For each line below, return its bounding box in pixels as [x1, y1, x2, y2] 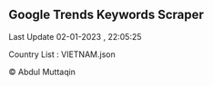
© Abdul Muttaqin [8, 66, 76, 77]
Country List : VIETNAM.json [8, 49, 116, 60]
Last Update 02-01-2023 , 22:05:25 [8, 31, 142, 42]
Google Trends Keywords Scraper [8, 7, 204, 23]
